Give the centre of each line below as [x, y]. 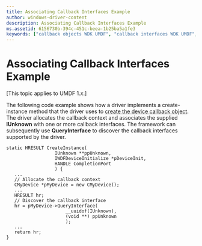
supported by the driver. [36, 137]
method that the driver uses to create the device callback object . [109, 111]
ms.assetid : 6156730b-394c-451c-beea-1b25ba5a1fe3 [71, 29]
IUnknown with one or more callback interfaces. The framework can [91, 125]
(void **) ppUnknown [91, 217]
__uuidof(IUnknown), [91, 211]
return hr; [28, 232]
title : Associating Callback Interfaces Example [68, 12]
